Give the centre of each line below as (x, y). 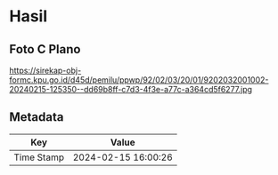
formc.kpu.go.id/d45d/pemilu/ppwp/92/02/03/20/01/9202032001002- (139, 80)
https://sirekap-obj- (45, 70)
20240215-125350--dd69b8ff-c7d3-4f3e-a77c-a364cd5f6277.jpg (131, 89)
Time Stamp (39, 157)
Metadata (37, 117)
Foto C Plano (45, 49)
